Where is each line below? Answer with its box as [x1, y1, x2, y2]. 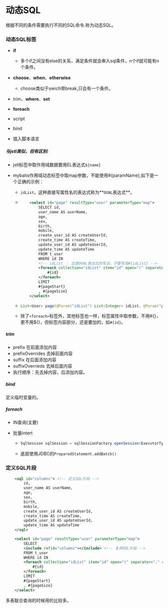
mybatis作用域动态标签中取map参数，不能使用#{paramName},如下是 [12, 172, 155, 178]
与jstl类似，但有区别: [5, 148, 49, 154]
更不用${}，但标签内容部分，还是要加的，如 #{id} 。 [20, 319, 126, 326]
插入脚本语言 [12, 136, 39, 142]
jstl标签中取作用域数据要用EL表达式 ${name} [12, 162, 101, 168]
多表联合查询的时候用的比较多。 [5, 597, 71, 603]
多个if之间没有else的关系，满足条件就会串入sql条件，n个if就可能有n [20, 58, 159, 64]
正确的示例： [17, 179, 44, 185]
